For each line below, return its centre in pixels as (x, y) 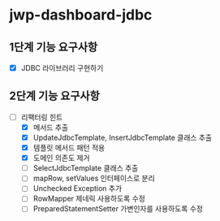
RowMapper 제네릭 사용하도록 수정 (89, 199)
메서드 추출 (50, 127)
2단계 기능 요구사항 (54, 96)
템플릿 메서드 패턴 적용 (69, 148)
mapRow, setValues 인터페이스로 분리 (94, 178)
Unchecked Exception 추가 (78, 188)
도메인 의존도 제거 (61, 158)
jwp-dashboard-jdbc (81, 15)
